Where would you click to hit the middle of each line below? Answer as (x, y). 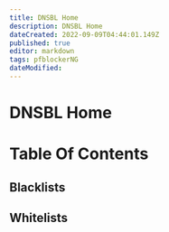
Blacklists (38, 187)
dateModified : (36, 69)
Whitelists (38, 218)
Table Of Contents (79, 154)
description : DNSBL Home (56, 26)
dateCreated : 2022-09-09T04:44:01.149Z (84, 34)
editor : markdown (42, 51)
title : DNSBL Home (44, 18)
